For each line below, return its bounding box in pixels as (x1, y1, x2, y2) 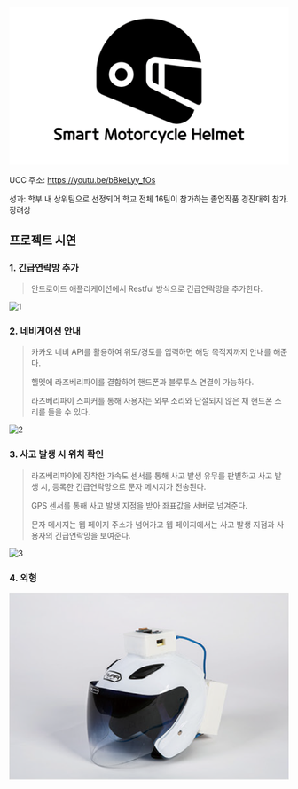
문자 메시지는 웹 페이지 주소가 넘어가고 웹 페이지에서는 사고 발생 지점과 (30, 518, 275, 530)
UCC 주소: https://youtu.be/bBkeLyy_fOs (9, 174, 156, 185)
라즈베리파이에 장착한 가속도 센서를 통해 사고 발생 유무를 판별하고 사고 (30, 469, 273, 481)
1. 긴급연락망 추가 (9, 261, 80, 273)
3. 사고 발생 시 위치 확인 (9, 448, 105, 461)
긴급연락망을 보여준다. (54, 530, 131, 540)
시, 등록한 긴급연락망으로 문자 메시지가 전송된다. (40, 481, 207, 492)
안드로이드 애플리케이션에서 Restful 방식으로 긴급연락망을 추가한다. (30, 283, 263, 295)
